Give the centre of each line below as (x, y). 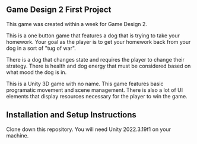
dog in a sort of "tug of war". (41, 48)
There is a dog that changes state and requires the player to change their (96, 59)
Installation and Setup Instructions (71, 115)
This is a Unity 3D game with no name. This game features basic (85, 84)
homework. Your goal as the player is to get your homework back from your (99, 41)
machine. (18, 135)
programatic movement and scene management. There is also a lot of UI (95, 90)
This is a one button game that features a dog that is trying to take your (93, 36)
